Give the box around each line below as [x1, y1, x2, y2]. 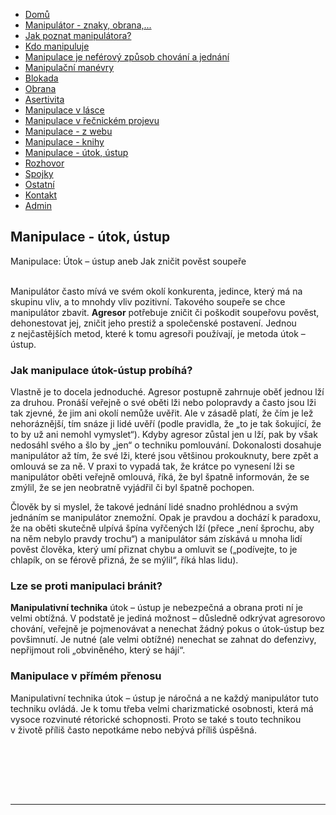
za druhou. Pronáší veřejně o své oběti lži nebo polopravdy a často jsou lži [10, 397, 317, 409]
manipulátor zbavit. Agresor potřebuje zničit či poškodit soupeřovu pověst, [10, 306, 320, 318]
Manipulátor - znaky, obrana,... [24, 19, 152, 31]
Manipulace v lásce [24, 104, 105, 116]
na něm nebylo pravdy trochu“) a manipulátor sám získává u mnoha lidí [10, 533, 303, 545]
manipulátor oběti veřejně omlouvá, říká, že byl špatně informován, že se [10, 471, 310, 483]
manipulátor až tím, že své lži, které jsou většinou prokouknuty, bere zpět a [10, 450, 319, 462]
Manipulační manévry [24, 62, 115, 73]
